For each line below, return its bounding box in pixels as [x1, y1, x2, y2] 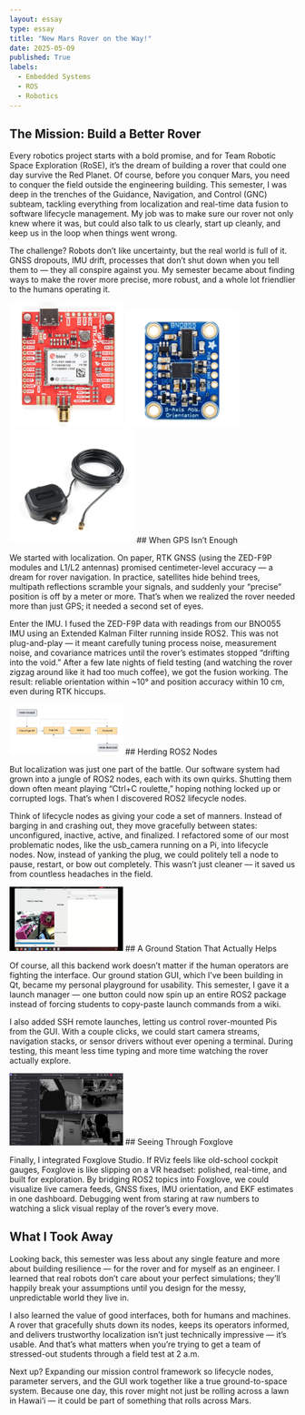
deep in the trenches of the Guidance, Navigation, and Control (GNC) [9, 189, 268, 200]
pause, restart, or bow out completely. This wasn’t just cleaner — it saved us [9, 858, 296, 869]
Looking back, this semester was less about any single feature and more [9, 1253, 280, 1264]
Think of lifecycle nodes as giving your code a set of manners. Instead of [9, 810, 283, 821]
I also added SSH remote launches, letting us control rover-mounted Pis [9, 1016, 278, 1027]
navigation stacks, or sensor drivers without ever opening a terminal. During [9, 1036, 293, 1046]
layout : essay [9, 15, 64, 24]
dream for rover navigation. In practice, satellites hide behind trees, [9, 571, 261, 582]
